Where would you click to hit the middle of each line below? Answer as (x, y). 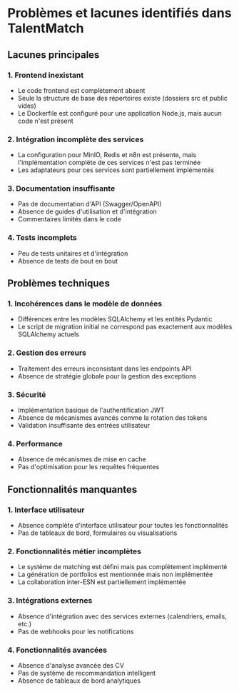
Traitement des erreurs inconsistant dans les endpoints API (105, 368)
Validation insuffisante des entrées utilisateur (84, 426)
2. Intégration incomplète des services (76, 139)
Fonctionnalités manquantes (72, 490)
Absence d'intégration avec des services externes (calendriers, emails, (122, 616)
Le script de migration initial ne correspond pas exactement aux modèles (125, 327)
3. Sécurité (27, 394)
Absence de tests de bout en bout (68, 261)
